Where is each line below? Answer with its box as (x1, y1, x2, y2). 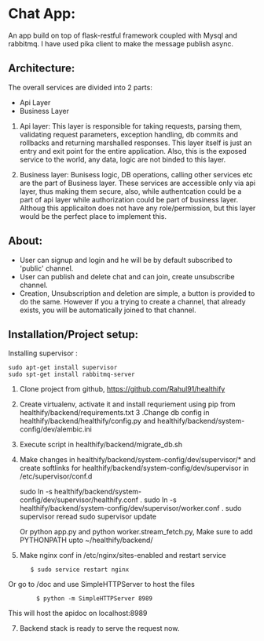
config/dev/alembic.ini (19, 424, 92, 434)
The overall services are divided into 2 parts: (8, 82, 153, 92)
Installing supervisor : (8, 348, 79, 358)
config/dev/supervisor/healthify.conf (19, 495, 139, 504)
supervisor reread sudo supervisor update (19, 512, 157, 522)
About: (8, 235, 43, 248)
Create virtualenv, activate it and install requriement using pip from (19, 399, 236, 409)
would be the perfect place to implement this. (19, 211, 167, 220)
